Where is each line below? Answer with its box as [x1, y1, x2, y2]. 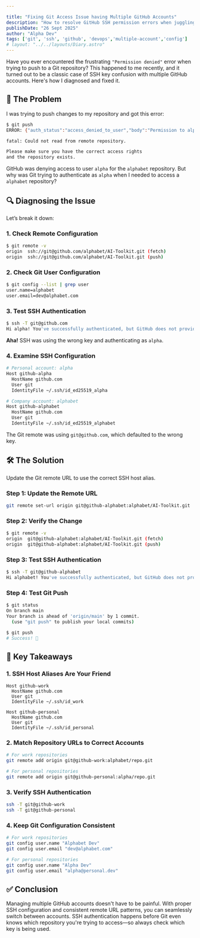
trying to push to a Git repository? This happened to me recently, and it [6, 64, 180, 72]
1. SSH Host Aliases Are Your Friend [6, 669, 111, 677]
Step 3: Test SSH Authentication [6, 555, 102, 564]
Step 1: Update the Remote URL [6, 489, 98, 497]
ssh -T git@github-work [6, 801, 65, 808]
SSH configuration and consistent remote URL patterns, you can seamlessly [6, 906, 192, 914]
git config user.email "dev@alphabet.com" [6, 846, 113, 852]
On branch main [6, 608, 44, 614]
